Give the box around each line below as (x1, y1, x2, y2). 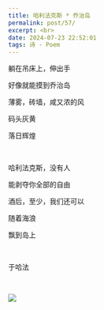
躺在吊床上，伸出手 (8, 64, 71, 74)
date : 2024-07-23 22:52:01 (8, 33, 97, 42)
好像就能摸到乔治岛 (8, 81, 71, 90)
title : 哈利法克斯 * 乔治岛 (8, 11, 91, 20)
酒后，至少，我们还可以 (8, 197, 84, 206)
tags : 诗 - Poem (8, 41, 61, 49)
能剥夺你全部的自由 (8, 180, 71, 190)
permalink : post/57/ (8, 19, 76, 27)
